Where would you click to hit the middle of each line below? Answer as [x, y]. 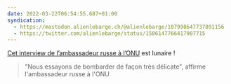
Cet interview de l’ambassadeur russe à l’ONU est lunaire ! [91, 53]
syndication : [26, 20]
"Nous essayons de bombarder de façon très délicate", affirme [115, 66]
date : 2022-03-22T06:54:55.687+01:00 [62, 14]
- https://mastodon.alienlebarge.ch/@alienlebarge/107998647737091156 [119, 27]
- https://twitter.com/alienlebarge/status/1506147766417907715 [110, 33]
